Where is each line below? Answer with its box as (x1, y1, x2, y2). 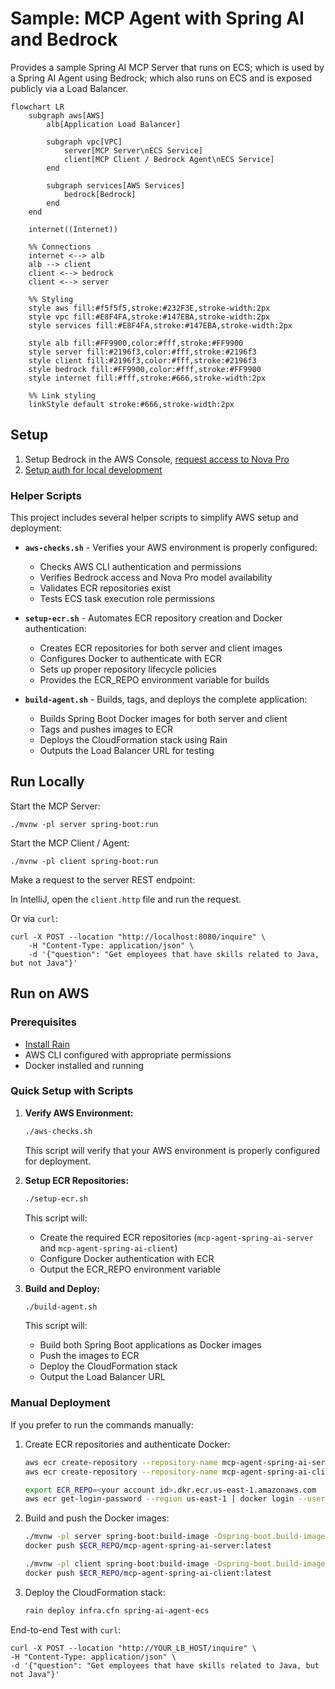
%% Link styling (28, 390, 97, 401)
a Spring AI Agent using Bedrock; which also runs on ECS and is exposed (10, 72, 313, 84)
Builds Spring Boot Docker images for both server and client (39, 713, 288, 725)
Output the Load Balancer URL (39, 1371, 166, 1383)
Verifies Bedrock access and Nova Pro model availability (39, 572, 273, 584)
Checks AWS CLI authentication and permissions (39, 561, 242, 573)
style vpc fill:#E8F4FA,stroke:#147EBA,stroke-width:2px (28, 312, 271, 322)
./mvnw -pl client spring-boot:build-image (24, 1559, 210, 1569)
